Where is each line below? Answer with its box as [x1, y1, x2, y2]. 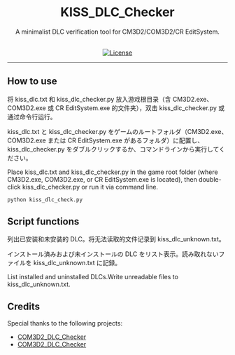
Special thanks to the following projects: [7, 319, 123, 328]
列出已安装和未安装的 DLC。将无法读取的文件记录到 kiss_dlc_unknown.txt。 [7, 235, 225, 243]
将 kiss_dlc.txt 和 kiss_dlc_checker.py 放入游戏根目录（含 [7, 95, 171, 103]
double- [198, 175, 222, 183]
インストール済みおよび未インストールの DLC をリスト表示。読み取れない [7, 250, 219, 258]
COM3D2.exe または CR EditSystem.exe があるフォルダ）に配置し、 [7, 136, 204, 145]
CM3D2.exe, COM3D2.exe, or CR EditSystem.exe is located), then [7, 175, 197, 183]
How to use [7, 75, 57, 88]
